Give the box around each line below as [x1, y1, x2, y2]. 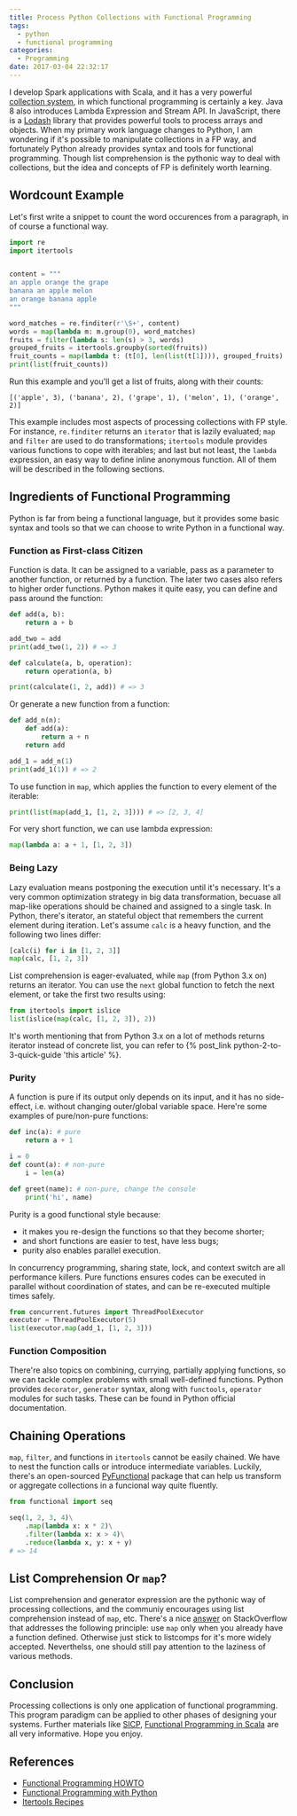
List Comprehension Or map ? [9, 1570, 168, 1585]
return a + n [41, 732, 90, 741]
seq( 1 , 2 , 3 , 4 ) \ [9, 1514, 74, 1522]
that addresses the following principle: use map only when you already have [9, 1623, 284, 1633]
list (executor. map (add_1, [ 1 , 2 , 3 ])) [9, 1324, 152, 1333]
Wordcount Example [9, 188, 124, 203]
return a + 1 [25, 1136, 74, 1145]
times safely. [9, 1290, 56, 1301]
